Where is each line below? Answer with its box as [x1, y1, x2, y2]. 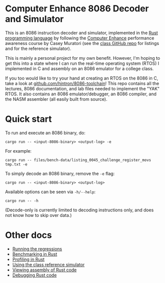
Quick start [5, 114, 52, 125]
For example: [5, 148, 32, 154]
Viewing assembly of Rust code [12, 267, 77, 273]
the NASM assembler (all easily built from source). [5, 96, 108, 102]
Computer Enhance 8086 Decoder [5, 3, 149, 14]
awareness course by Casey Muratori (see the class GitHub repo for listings [5, 40, 160, 46]
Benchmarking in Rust [12, 251, 58, 257]
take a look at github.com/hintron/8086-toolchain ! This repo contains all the [5, 80, 160, 86]
